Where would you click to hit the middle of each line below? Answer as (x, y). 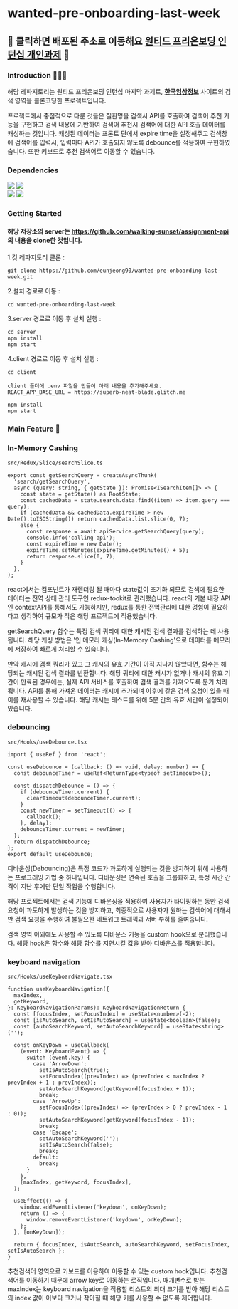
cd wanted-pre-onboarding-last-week (61, 305)
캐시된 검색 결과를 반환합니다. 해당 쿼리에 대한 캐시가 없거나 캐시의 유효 (125, 673)
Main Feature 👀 (34, 429)
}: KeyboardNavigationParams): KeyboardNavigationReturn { (97, 1008)
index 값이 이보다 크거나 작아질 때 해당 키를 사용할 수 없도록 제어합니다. (113, 1298)
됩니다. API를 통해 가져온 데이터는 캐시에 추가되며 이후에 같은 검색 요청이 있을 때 (118, 690)
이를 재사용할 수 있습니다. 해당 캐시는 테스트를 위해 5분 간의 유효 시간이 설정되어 (118, 699)
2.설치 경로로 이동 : (34, 291)
